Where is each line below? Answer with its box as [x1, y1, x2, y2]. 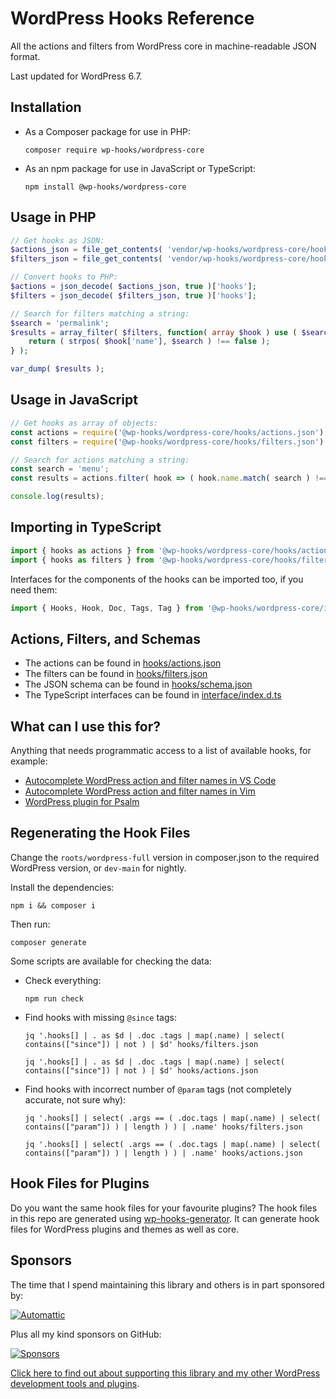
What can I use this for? [10, 718, 162, 735]
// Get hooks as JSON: [10, 235, 105, 246]
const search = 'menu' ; [10, 464, 110, 474]
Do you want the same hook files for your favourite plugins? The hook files [10, 1202, 318, 1214]
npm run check [24, 993, 84, 1004]
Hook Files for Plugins [10, 1175, 150, 1192]
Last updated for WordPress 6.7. [10, 70, 143, 82]
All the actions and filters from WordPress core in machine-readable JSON [10, 40, 317, 52]
